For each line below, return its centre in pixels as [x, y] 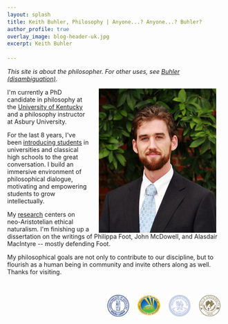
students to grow [31, 194]
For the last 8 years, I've [41, 135]
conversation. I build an [40, 164]
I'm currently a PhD [35, 92]
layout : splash [29, 15]
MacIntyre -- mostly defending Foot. [59, 244]
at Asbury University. [37, 122]
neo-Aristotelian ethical [40, 222]
